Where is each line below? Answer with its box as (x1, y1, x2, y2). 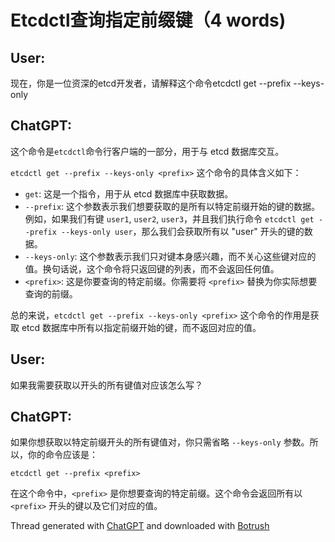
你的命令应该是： (27, 449, 98, 461)
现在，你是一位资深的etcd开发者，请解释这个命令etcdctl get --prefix (10, 77, 292, 89)
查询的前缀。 (24, 287, 78, 300)
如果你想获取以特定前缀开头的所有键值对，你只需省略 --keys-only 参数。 (10, 436, 310, 448)
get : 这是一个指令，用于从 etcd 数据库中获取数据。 (24, 187, 234, 200)
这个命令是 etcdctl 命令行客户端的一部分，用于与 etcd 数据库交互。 (10, 145, 285, 157)
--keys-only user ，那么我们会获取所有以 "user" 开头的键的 (61, 225, 305, 237)
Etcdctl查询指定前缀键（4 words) (10, 9, 287, 32)
